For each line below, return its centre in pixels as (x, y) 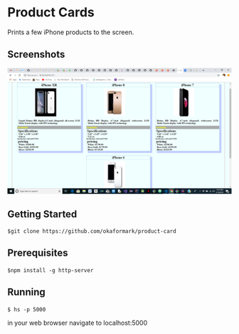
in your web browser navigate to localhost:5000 (78, 323)
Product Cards (51, 12)
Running (27, 292)
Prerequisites (38, 253)
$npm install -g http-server (51, 270)
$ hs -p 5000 (27, 309)
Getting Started (42, 214)
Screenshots (36, 54)
